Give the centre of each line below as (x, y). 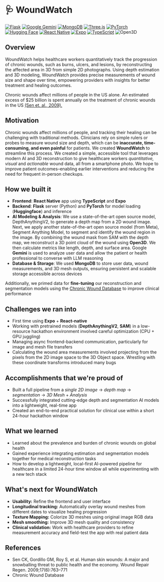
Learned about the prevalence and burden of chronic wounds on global (84, 443)
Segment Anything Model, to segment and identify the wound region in (83, 232)
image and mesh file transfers (42, 347)
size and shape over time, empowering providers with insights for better (78, 80)
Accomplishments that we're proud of (64, 378)
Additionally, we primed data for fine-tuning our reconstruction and (73, 283)
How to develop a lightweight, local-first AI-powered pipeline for (77, 464)
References (23, 548)
